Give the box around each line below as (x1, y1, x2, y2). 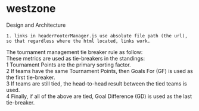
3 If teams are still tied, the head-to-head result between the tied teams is (6, 80, 187, 87)
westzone (6, 2, 56, 15)
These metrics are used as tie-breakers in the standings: (6, 55, 145, 62)
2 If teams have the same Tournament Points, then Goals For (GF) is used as (6, 67, 194, 74)
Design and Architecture (6, 21, 66, 28)
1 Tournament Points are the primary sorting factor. (6, 61, 131, 68)
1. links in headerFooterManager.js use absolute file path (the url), (6, 33, 188, 39)
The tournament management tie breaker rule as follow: (6, 48, 143, 55)
